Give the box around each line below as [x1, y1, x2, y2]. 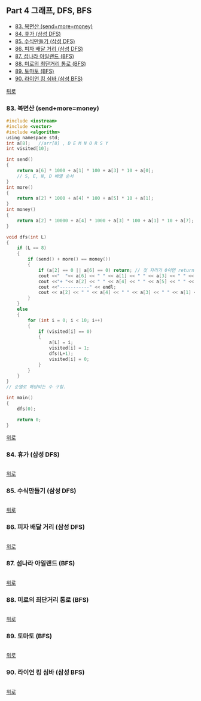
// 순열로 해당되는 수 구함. [6, 384, 66, 390]
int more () [6, 184, 33, 190]
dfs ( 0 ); [17, 406, 36, 412]
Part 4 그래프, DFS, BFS [6, 5, 92, 16]
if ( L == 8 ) [17, 245, 47, 251]
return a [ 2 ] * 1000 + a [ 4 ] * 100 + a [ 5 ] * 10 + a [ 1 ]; [17, 195, 154, 201]
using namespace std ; [6, 134, 60, 140]
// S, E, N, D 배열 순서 [17, 173, 74, 179]
